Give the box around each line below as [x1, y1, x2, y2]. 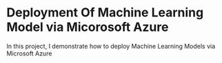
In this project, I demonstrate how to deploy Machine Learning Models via [6, 42, 216, 50]
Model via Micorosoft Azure [6, 19, 169, 35]
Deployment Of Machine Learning [6, 5, 204, 21]
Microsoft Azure [6, 49, 52, 58]
